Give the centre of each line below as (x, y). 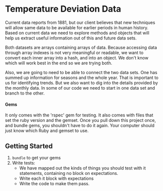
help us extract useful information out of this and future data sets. (71, 38)
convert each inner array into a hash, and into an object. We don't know (77, 57)
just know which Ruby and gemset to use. (47, 131)
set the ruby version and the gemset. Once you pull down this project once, (81, 120)
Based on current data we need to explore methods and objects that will (77, 33)
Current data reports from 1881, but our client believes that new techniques (80, 22)
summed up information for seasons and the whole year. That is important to (82, 77)
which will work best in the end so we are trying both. (59, 63)
